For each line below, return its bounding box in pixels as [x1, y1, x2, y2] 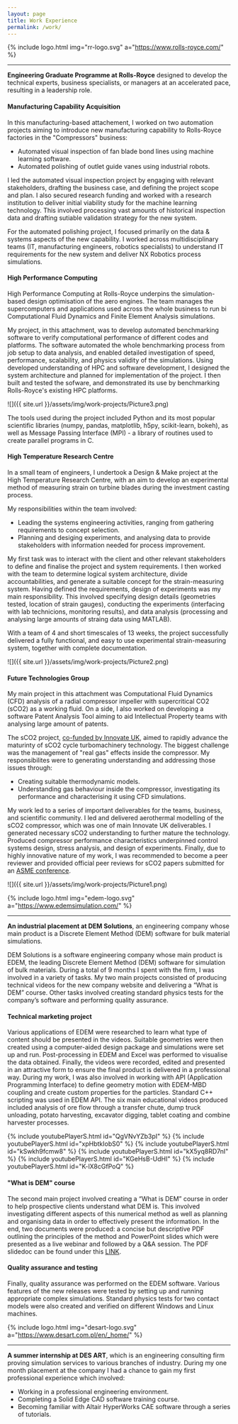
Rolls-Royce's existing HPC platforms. [7, 386, 118, 394]
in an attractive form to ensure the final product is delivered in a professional [7, 1066, 230, 1074]
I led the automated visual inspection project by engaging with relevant [7, 175, 214, 184]
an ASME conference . [7, 866, 71, 875]
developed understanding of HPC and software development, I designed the [7, 363, 230, 372]
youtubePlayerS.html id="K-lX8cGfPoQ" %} [7, 1162, 135, 1171]
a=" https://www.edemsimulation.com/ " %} [7, 902, 132, 910]
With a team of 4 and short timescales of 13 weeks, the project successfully [7, 629, 229, 637]
